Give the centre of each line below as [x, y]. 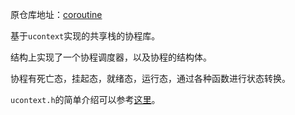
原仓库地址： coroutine [56, 14]
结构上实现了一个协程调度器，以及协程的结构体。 [111, 57]
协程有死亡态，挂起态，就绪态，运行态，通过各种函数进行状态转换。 [150, 78]
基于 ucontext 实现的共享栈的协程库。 [85, 36]
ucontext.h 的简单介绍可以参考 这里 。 [85, 99]
